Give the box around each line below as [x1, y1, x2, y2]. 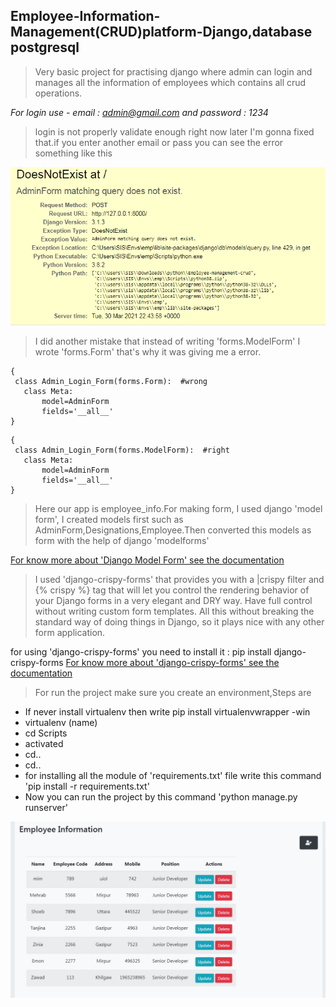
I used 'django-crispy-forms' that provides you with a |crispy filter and [34, 573, 325, 585]
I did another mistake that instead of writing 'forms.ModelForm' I [34, 335, 301, 347]
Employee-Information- [10, 8, 161, 25]
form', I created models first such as [34, 513, 184, 525]
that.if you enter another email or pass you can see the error [34, 136, 284, 148]
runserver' [24, 801, 68, 813]
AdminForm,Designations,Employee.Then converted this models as [34, 524, 312, 536]
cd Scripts [24, 727, 68, 739]
